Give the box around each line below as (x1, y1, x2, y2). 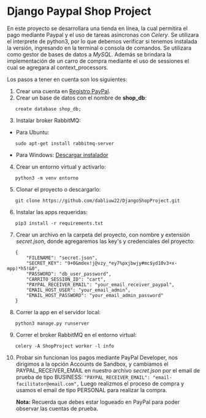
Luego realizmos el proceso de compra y (80, 379, 185, 387)
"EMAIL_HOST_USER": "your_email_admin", (26, 287, 131, 293)
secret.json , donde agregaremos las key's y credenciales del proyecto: (15, 238, 195, 245)
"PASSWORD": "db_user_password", (26, 271, 112, 277)
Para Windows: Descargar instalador (15, 151, 109, 158)
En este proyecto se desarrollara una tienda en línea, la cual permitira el (7, 25, 188, 32)
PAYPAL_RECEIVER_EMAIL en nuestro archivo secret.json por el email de (15, 366, 200, 374)
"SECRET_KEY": (26, 260, 63, 266)
